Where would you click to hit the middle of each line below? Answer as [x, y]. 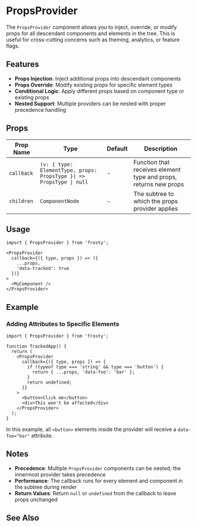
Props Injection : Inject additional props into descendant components [98, 78]
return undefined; [50, 383]
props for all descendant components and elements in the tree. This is [91, 33]
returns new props [159, 184]
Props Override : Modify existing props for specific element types [94, 85]
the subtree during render [46, 487]
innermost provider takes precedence [60, 474]
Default [117, 148]
